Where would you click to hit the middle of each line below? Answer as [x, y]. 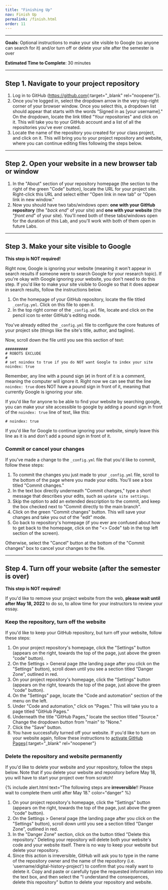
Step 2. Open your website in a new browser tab [81, 164]
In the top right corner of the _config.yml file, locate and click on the [83, 310]
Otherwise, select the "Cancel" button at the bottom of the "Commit [75, 543]
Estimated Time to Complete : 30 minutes [48, 63]
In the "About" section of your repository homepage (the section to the [85, 184]
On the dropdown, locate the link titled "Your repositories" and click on [85, 117]
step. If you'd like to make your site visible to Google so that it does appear [82, 284]
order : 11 [15, 24]
